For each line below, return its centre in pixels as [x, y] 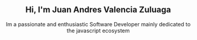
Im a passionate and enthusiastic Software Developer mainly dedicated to [98, 24]
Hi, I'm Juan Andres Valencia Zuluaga [98, 10]
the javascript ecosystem [98, 30]
